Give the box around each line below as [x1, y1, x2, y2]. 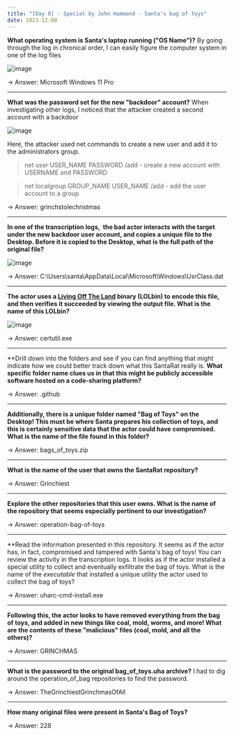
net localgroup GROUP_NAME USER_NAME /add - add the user [24, 181, 207, 190]
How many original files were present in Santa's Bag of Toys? [7, 708, 188, 716]
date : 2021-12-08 [7, 17, 58, 24]
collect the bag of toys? [7, 577, 75, 586]
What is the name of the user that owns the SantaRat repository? [7, 466, 198, 474]
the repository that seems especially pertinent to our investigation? [7, 507, 207, 515]
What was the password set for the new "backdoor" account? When [7, 98, 209, 106]
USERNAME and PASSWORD [24, 168, 108, 177]
